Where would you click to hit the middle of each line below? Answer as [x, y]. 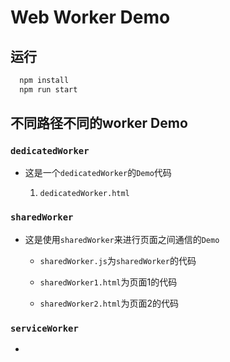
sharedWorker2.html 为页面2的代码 [109, 303]
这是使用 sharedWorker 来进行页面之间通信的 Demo [122, 239]
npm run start [48, 89]
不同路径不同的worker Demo [99, 123]
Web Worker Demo [90, 17]
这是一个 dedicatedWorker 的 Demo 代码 [98, 173]
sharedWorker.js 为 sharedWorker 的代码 [118, 260]
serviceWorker [44, 328]
